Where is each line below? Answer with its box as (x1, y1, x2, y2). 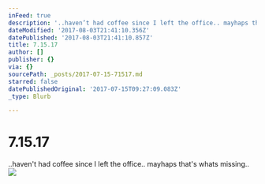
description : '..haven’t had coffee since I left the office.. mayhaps (8, 19, 248, 27)
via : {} (8, 63, 34, 71)
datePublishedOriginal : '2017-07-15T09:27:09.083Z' (8, 84, 181, 93)
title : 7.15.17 (8, 41, 58, 49)
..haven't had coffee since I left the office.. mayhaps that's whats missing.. (8, 160, 250, 169)
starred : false (8, 77, 58, 85)
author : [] (8, 48, 44, 56)
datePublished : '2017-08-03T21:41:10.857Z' (8, 33, 154, 42)
